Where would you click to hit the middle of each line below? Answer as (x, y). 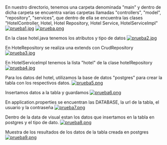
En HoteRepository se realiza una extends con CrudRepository (69, 48)
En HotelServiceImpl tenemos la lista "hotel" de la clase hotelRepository (79, 63)
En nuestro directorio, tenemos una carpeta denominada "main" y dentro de (83, 7)
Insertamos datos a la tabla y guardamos (47, 92)
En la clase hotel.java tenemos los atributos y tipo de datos (66, 38)
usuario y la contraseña (29, 107)
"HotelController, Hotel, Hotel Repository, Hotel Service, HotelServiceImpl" (82, 23)
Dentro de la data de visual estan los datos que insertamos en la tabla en (80, 117)
